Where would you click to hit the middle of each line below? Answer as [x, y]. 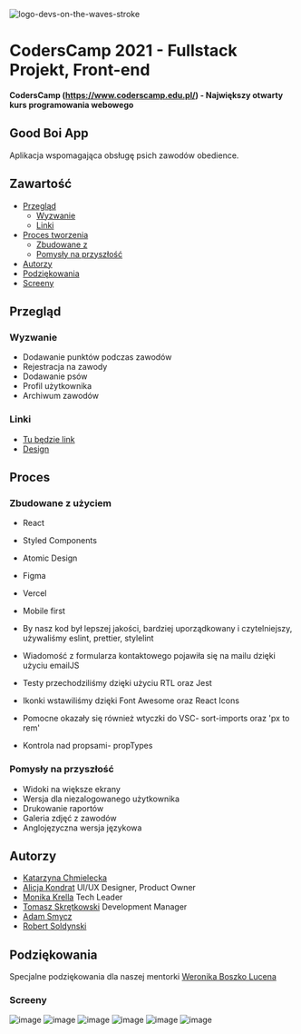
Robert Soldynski [54, 926]
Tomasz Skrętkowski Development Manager [105, 907]
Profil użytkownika [57, 386]
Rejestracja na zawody [65, 367]
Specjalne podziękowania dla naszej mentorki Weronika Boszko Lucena [143, 977]
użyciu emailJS [51, 666]
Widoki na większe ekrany [71, 789]
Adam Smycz [47, 917]
